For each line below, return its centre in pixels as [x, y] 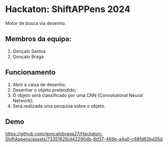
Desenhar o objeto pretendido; [44, 90]
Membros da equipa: [38, 39]
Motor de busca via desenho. [36, 23]
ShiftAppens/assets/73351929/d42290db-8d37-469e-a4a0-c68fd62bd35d [84, 139]
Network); [23, 100]
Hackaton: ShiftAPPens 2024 [68, 9]
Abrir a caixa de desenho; [39, 85]
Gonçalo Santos [29, 51]
